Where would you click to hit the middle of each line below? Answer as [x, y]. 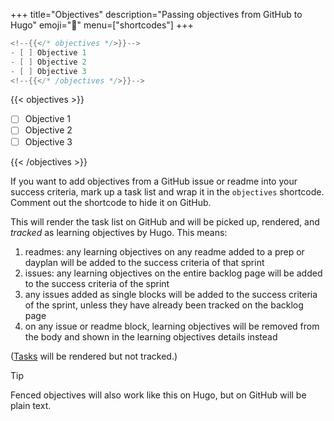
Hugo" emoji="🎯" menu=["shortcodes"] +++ [102, 25]
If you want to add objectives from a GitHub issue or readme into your [154, 181]
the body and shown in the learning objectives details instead [151, 336]
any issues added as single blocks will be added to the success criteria [171, 294]
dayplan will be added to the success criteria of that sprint [144, 262]
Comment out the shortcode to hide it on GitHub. [111, 202]
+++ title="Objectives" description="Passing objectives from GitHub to [156, 14]
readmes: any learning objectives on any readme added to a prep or [164, 251]
